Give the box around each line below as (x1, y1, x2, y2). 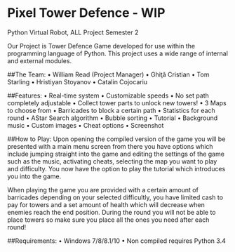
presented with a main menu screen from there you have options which (7, 142, 213, 150)
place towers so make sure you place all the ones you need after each (7, 215, 210, 224)
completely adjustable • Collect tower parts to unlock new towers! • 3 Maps (7, 98, 227, 107)
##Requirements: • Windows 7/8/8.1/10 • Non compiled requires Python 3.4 (7, 237, 226, 245)
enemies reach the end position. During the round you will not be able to (7, 208, 216, 216)
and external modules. (7, 56, 72, 65)
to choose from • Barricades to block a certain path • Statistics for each (7, 106, 215, 114)
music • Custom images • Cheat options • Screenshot (7, 121, 164, 129)
